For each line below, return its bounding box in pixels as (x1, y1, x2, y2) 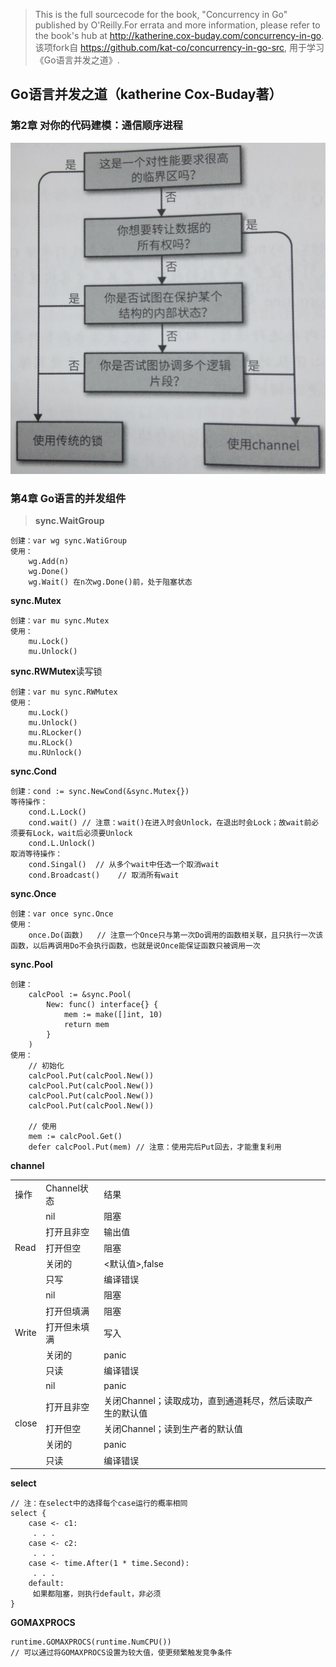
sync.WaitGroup (34, 515, 105, 527)
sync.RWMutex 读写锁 (10, 665, 103, 678)
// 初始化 (28, 1061, 65, 1071)
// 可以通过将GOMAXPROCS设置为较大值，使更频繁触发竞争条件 (10, 1648, 233, 1658)
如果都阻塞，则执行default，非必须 (32, 1589, 162, 1599)
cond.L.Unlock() (28, 839, 97, 849)
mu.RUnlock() (28, 748, 83, 758)
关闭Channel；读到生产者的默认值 (103, 1423, 243, 1435)
